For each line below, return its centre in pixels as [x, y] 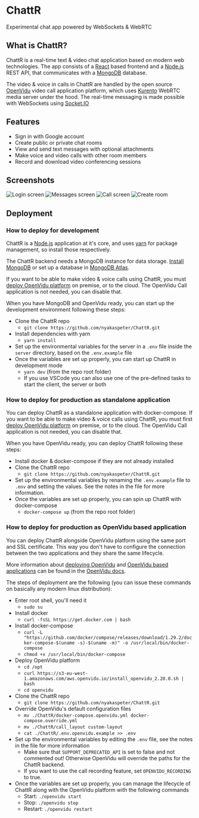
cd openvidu [38, 690]
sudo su [33, 607]
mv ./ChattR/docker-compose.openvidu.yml [76, 716]
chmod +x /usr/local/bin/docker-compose [74, 654]
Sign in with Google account [49, 136]
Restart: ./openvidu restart [58, 808]
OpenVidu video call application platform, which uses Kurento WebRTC [93, 91]
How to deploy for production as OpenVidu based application [96, 527]
